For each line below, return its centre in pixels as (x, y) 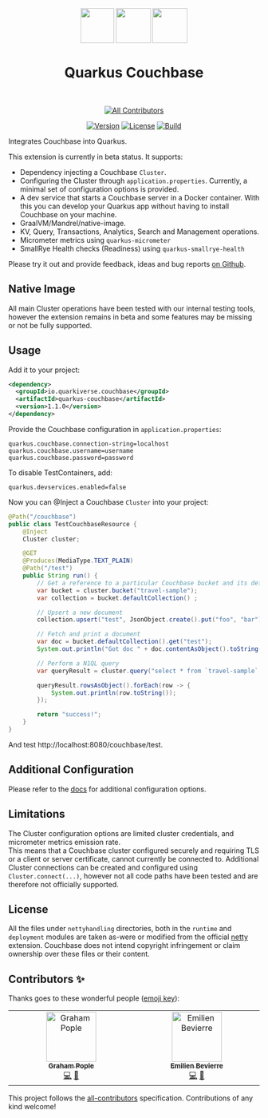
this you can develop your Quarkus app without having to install (124, 206)
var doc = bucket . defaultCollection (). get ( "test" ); (125, 642)
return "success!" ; (69, 715)
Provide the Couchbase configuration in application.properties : (115, 429)
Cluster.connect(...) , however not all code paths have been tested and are (133, 876)
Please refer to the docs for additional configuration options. (107, 789)
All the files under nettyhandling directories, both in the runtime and (120, 929)
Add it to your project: (44, 370)
